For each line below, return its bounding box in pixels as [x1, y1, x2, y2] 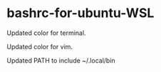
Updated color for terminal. [6, 29, 86, 37]
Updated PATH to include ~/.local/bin [6, 56, 115, 65]
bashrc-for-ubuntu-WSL [6, 5, 155, 21]
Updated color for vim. [6, 42, 73, 51]
